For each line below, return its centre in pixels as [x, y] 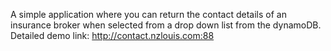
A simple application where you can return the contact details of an [148, 14]
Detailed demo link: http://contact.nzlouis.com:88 [112, 35]
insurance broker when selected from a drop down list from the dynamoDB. [166, 25]
